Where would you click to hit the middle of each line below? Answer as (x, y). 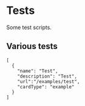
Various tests (32, 46)
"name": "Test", (38, 71)
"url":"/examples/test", (49, 81)
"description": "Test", (47, 76)
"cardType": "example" (46, 87)
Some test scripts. (29, 27)
